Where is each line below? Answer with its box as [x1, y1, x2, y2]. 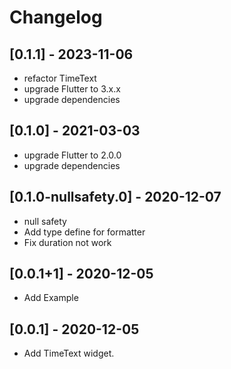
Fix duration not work [23, 236, 112, 248]
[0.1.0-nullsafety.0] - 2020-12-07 [9, 189, 222, 206]
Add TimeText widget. [23, 347, 115, 360]
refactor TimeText [23, 72, 97, 84]
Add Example [23, 292, 79, 304]
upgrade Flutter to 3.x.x [23, 83, 121, 95]
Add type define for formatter [23, 226, 146, 238]
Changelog [9, 6, 103, 29]
